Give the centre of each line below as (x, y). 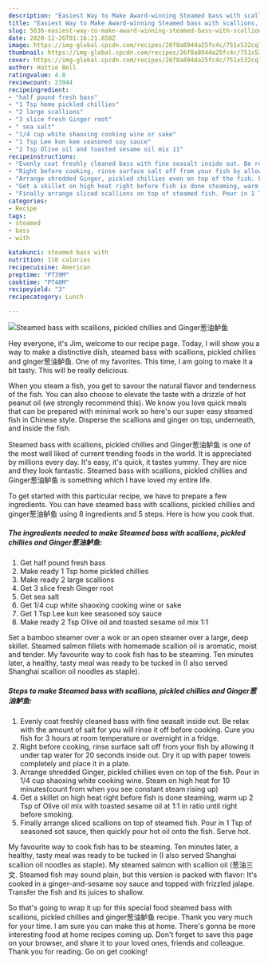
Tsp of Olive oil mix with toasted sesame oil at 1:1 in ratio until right (128, 805)
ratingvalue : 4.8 (37, 75)
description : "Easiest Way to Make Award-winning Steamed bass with (124, 16)
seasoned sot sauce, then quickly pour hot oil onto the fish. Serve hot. (135, 831)
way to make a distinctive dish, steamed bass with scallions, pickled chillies (132, 352)
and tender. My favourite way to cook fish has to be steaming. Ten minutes (131, 654)
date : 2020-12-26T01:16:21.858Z (62, 38)
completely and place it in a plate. (75, 763)
